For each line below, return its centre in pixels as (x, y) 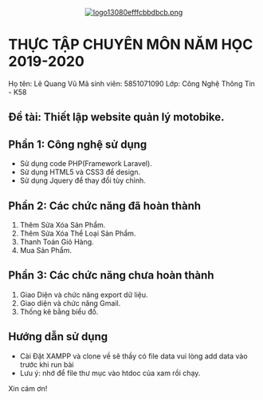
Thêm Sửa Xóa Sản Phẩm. (63, 224)
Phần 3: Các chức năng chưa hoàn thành (111, 275)
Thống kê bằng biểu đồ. (59, 311)
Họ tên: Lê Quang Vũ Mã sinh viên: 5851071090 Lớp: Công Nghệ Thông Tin (131, 83)
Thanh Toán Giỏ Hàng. (57, 242)
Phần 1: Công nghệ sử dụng (78, 144)
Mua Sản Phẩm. (45, 250)
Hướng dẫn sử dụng (58, 337)
